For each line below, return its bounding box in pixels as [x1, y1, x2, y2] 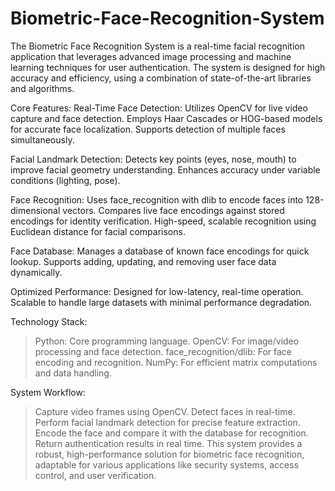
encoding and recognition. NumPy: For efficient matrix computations [34, 356, 318, 368]
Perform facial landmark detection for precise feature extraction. [34, 416, 301, 428]
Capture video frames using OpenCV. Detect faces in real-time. [34, 405, 296, 417]
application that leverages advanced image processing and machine [10, 50, 292, 62]
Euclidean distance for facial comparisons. [10, 225, 186, 237]
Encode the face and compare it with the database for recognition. [34, 427, 309, 439]
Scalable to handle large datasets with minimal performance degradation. [10, 296, 313, 308]
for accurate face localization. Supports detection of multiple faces [10, 123, 286, 135]
